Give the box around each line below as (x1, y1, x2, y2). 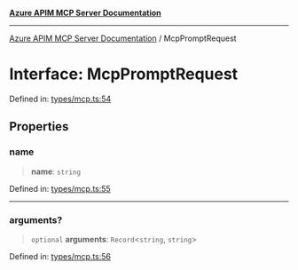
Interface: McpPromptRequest (9, 64, 239, 84)
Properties (9, 119, 69, 134)
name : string (30, 166, 82, 177)
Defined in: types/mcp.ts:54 (9, 93, 112, 104)
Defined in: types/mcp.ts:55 (9, 183, 111, 194)
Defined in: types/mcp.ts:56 (9, 250, 112, 261)
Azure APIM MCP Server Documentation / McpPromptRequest (9, 33, 237, 44)
